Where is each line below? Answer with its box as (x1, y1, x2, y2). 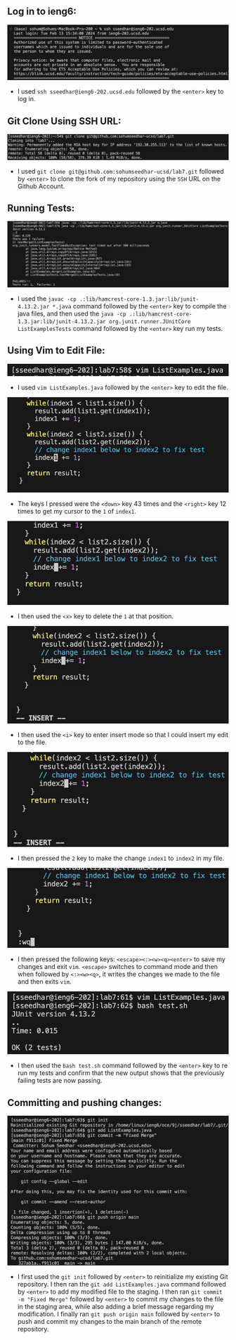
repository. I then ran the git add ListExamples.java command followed (17, 1280, 227, 1289)
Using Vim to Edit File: (7, 344, 105, 357)
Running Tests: (7, 202, 75, 214)
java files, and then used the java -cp (17, 309, 126, 318)
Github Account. (17, 182, 65, 190)
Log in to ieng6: (7, 6, 77, 18)
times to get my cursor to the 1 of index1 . (17, 507, 137, 516)
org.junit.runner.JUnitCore (108, 318, 191, 325)
